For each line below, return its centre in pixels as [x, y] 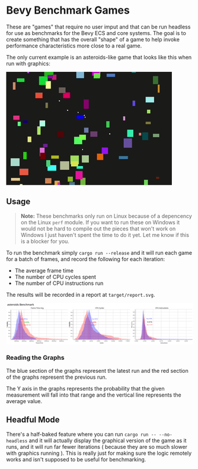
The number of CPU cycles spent [55, 277]
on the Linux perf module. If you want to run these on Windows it [100, 222]
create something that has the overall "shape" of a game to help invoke [93, 39]
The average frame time [44, 270]
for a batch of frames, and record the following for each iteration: [86, 259]
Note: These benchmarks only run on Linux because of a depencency [106, 216]
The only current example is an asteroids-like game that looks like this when [99, 57]
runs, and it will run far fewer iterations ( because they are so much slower [97, 446]
